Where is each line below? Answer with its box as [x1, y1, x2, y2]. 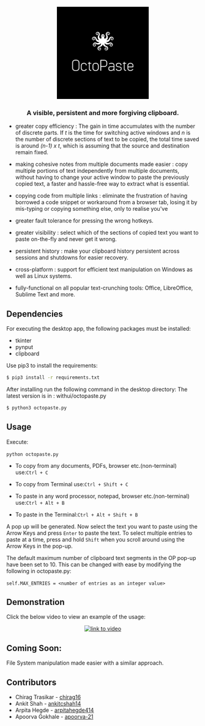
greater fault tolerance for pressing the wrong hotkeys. [15, 217, 154, 224]
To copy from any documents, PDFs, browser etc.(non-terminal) [15, 462, 177, 469]
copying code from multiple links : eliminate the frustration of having [15, 192, 188, 200]
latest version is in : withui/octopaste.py [6, 392, 106, 400]
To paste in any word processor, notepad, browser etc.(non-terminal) [15, 492, 190, 500]
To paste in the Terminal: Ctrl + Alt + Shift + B [15, 511, 138, 518]
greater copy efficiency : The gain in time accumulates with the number [15, 122, 196, 130]
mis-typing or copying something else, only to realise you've [15, 205, 168, 213]
